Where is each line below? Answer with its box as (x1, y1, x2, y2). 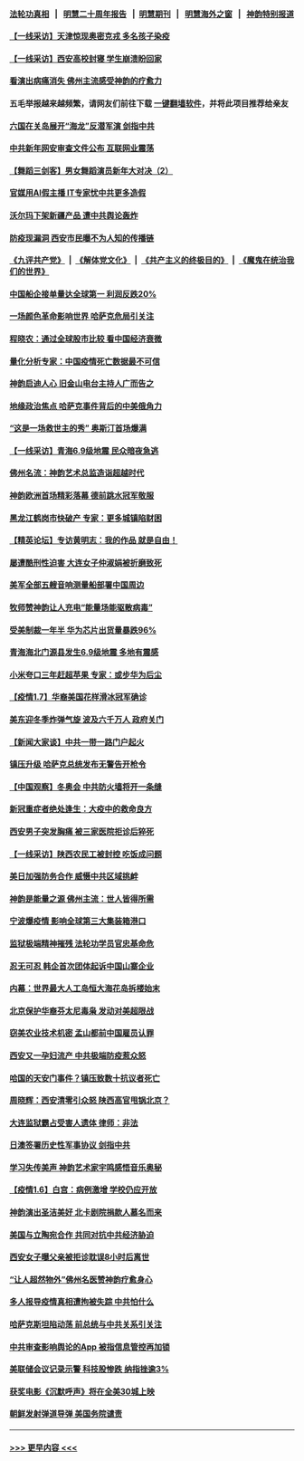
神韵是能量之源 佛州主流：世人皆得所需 (9, 893, 155, 904)
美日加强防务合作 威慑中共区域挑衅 (9, 871, 138, 882)
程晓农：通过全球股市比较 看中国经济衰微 (9, 333, 163, 344)
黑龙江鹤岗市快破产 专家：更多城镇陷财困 (9, 512, 163, 523)
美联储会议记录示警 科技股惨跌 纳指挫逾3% (9, 1363, 169, 1375)
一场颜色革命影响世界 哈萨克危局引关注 (9, 310, 155, 321)
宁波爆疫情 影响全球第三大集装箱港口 (9, 915, 147, 927)
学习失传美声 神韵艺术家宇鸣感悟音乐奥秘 (9, 1161, 163, 1172)
